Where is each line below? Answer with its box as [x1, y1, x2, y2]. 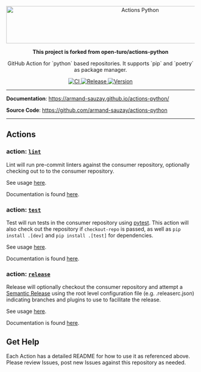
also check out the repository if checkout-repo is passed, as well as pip [6, 225, 181, 233]
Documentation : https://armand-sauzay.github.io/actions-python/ [6, 95, 169, 102]
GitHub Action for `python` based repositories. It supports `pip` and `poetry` [7, 60, 194, 67]
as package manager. [74, 66, 127, 73]
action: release [6, 270, 51, 278]
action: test [6, 205, 41, 214]
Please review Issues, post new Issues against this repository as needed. [6, 359, 187, 366]
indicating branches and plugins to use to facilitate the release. [6, 296, 162, 303]
